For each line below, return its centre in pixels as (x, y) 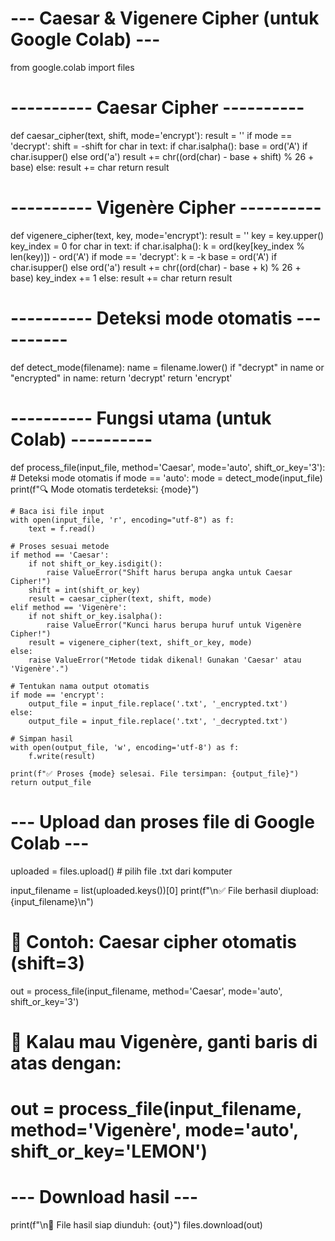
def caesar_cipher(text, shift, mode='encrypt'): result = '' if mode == (151, 135)
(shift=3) (48, 963)
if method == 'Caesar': (60, 555)
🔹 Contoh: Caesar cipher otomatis (154, 941)
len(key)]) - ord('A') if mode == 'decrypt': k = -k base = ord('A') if (144, 256)
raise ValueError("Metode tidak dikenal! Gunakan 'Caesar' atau (165, 660)
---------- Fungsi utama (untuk (141, 418)
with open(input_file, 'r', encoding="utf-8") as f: (122, 520)
